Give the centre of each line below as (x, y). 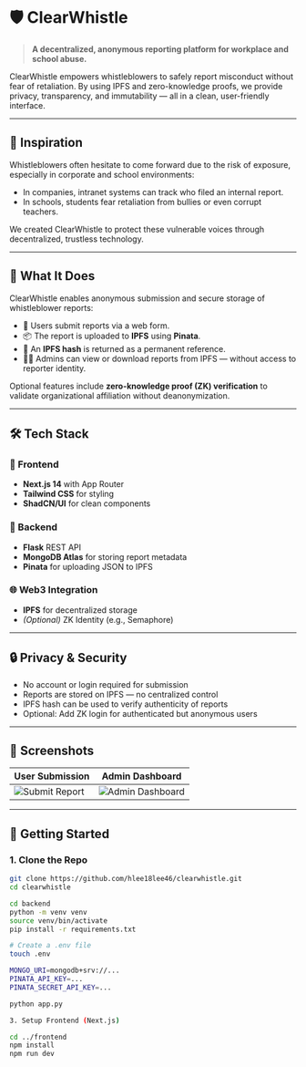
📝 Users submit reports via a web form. (96, 326)
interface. (27, 105)
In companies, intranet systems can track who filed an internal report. (153, 192)
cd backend (30, 904)
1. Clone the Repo (49, 860)
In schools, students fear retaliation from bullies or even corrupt (142, 202)
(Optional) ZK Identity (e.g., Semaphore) (98, 619)
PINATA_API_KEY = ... (46, 979)
